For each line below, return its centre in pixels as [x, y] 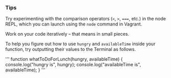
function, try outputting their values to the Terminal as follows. [71, 49]
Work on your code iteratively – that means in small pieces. [67, 34]
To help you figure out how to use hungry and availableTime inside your [80, 44]
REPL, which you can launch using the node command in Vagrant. [74, 24]
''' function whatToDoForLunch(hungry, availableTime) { [64, 59]
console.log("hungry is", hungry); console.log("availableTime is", [73, 65]
